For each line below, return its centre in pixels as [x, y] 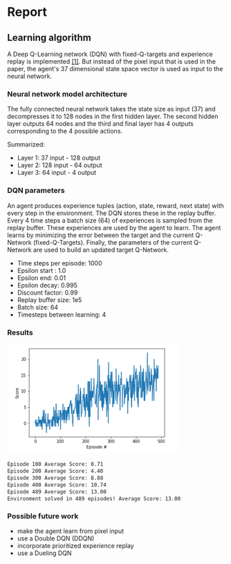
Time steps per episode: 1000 [59, 263]
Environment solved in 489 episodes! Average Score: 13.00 [94, 498]
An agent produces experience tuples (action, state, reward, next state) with [116, 205]
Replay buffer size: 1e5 [49, 300]
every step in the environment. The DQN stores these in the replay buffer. [112, 213]
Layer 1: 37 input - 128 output [59, 158]
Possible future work [43, 516]
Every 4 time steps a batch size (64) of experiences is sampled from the [110, 220]
